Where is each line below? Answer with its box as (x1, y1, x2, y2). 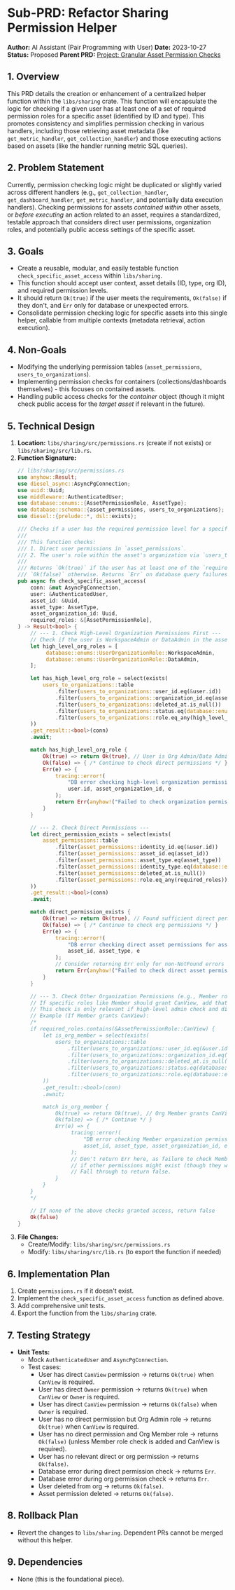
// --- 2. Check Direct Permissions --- (30, 824, 150, 831)
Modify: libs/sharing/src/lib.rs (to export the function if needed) (27, 1248, 222, 1256)
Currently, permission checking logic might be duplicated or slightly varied (7, 180, 222, 189)
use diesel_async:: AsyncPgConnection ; (17, 480, 131, 487)
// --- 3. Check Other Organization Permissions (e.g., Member (30, 993, 218, 1000)
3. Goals (7, 245, 44, 257)
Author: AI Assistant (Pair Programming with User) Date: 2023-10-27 (7, 43, 207, 51)
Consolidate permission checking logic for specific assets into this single (17, 308, 228, 317)
